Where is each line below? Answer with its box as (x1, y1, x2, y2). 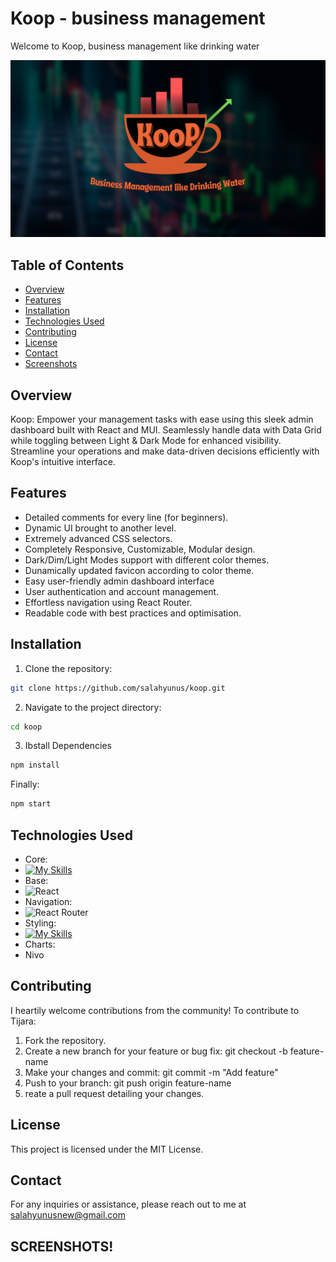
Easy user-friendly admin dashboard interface (24, 575, 215, 587)
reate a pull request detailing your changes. (24, 1087, 205, 1099)
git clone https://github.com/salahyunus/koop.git (10, 683, 226, 693)
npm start (10, 799, 52, 809)
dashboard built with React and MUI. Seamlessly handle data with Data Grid (10, 424, 322, 436)
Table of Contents (10, 257, 125, 274)
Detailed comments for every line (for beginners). (24, 511, 229, 523)
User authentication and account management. (24, 585, 220, 597)
